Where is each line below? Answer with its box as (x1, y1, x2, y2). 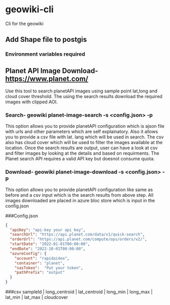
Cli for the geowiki (5, 20, 44, 27)
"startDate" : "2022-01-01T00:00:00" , (10, 242, 90, 247)
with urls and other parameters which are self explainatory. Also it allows (5, 129, 158, 135)
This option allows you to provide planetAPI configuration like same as (5, 186, 153, 193)
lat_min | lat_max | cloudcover (5, 294, 68, 300)
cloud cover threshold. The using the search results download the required (5, 93, 162, 100)
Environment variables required (5, 51, 85, 58)
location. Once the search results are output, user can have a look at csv (5, 145, 158, 151)
